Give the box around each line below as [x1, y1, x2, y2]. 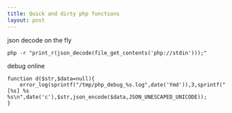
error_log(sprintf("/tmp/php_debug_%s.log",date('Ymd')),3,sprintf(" [20, 81, 226, 88]
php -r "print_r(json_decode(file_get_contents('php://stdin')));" [7, 50, 208, 56]
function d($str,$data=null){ [7, 75, 95, 82]
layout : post [7, 17, 45, 24]
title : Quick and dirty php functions [7, 10, 120, 17]
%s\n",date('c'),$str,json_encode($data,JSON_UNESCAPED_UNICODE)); [7, 93, 208, 100]
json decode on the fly [7, 36, 72, 44]
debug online [7, 61, 45, 70]
